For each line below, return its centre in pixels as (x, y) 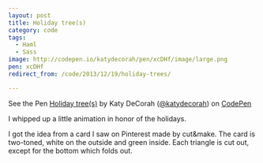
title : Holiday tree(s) (47, 23)
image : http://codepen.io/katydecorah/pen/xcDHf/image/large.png (118, 60)
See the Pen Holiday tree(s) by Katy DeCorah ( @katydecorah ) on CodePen (130, 103)
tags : (17, 37)
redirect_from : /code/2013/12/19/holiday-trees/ (90, 74)
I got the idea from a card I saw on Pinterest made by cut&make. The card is (131, 134)
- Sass (26, 52)
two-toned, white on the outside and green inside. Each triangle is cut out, (129, 142)
